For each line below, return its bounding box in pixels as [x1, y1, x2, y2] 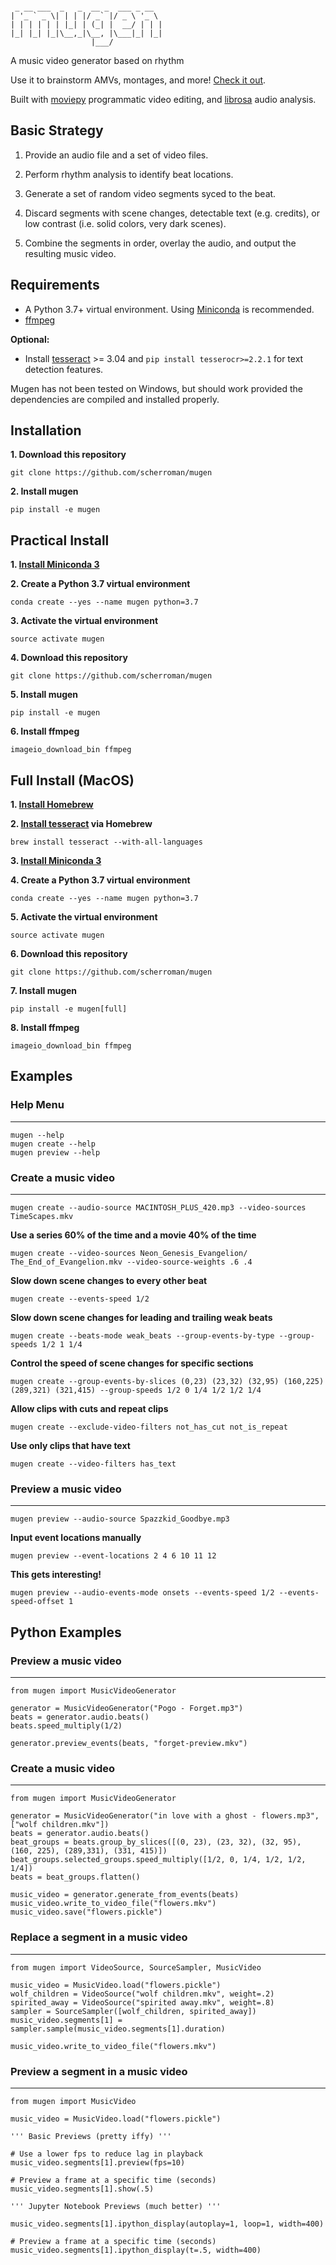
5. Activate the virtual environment [10, 911, 158, 923]
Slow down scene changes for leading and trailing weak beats [10, 1312, 273, 1324]
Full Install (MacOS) [10, 772, 135, 789]
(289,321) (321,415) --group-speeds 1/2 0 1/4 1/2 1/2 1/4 [10, 1385, 262, 1396]
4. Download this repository [10, 652, 128, 664]
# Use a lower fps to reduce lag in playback [10, 2149, 203, 2159]
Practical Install [10, 532, 110, 549]
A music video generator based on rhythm [10, 55, 185, 66]
